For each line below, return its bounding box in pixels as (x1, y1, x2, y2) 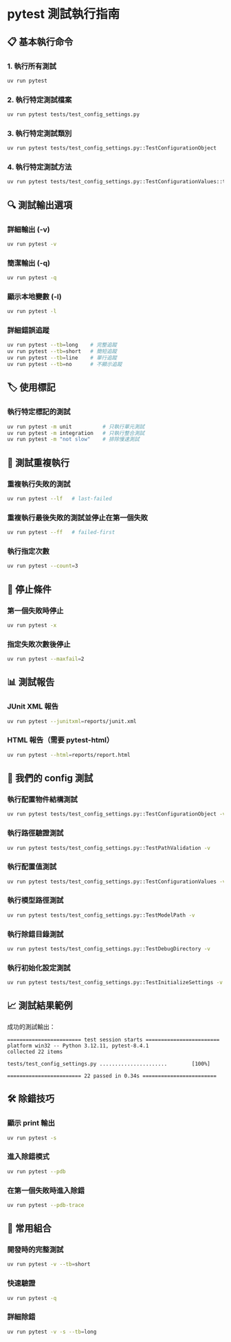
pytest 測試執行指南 (7, 6, 120, 22)
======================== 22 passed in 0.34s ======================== (7, 1072, 217, 1079)
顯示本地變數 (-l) (7, 292, 62, 301)
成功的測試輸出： (7, 1022, 56, 1030)
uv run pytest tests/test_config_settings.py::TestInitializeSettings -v (7, 979, 223, 986)
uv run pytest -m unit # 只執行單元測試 (7, 423, 145, 430)
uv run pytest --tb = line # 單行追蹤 (7, 354, 118, 362)
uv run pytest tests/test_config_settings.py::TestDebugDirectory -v (7, 946, 211, 953)
